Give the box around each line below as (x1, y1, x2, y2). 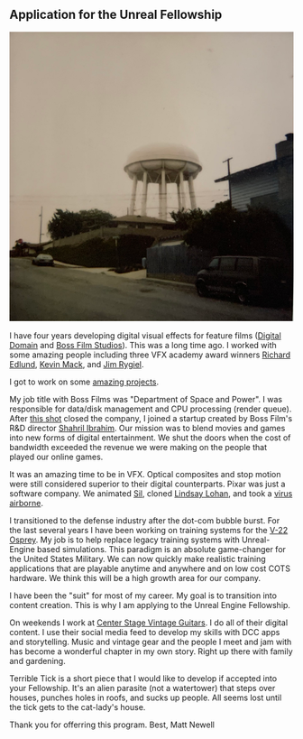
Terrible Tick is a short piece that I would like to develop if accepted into (9, 672, 278, 684)
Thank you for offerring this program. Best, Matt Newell (9, 719, 215, 730)
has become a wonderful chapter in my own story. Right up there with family (9, 645, 293, 657)
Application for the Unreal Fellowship (9, 7, 223, 23)
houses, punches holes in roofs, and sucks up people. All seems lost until (9, 692, 282, 703)
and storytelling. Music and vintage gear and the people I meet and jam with (9, 636, 292, 647)
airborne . (9, 497, 43, 508)
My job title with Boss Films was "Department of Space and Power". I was (9, 393, 282, 404)
